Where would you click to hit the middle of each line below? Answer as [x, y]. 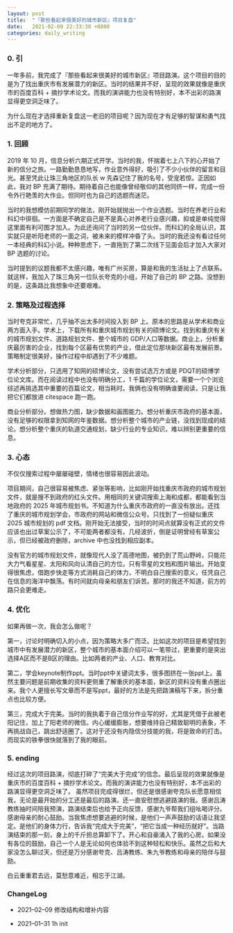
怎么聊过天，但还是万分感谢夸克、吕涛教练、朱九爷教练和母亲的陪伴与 [119, 852]
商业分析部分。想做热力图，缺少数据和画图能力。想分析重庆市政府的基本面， [116, 412]
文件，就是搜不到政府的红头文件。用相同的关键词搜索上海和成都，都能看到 [113, 497]
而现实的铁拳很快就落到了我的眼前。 [59, 739]
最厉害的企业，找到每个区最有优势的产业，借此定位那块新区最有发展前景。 [119, 348]
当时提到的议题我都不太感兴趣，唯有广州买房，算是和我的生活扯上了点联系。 [116, 268]
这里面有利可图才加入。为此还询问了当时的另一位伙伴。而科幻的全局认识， [113, 227]
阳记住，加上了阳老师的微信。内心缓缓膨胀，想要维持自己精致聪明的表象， [113, 722]
